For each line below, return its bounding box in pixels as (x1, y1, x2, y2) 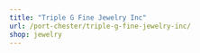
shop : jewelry (9, 30, 63, 39)
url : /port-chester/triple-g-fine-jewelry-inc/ (9, 22, 192, 31)
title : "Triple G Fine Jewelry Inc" (9, 13, 147, 22)
